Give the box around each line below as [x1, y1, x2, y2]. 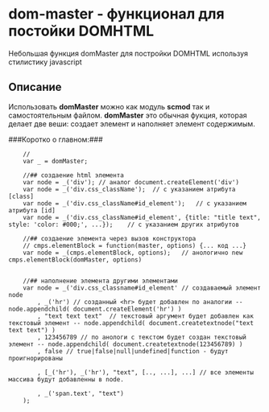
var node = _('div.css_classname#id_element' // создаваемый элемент [23, 283, 262, 292]
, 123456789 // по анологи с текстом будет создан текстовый [37, 333, 247, 341]
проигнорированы [8, 354, 63, 362]
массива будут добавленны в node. [8, 375, 125, 383]
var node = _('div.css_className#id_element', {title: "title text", [23, 213, 262, 221]
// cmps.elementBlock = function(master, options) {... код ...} [23, 241, 247, 249]
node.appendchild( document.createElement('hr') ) [8, 305, 182, 313]
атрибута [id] [8, 206, 56, 214]
